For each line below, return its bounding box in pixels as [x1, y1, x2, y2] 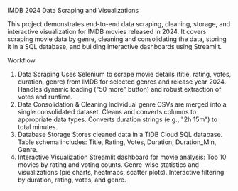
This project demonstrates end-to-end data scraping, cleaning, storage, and [7, 20, 231, 28]
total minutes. [17, 123, 58, 131]
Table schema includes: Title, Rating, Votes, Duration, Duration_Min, [17, 138, 217, 146]
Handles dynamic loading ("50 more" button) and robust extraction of [17, 85, 222, 93]
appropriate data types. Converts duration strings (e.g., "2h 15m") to [17, 115, 218, 124]
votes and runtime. [17, 92, 73, 101]
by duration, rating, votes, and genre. [17, 175, 126, 184]
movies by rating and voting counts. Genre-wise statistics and [17, 160, 200, 169]
